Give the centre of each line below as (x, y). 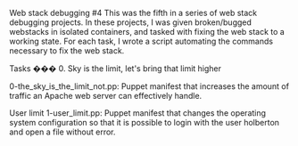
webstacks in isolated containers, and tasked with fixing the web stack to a (147, 32)
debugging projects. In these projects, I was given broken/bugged (131, 22)
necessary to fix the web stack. (67, 51)
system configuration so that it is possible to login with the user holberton (144, 122)
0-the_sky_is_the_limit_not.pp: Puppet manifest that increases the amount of (149, 86)
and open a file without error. (62, 132)
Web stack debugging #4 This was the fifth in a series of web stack (133, 13)
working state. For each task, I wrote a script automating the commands (141, 41)
